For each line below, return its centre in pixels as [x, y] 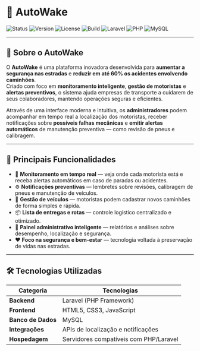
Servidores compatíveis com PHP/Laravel [120, 339]
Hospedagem [29, 339]
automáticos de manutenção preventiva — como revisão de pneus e [90, 129]
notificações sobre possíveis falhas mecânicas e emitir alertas [85, 123]
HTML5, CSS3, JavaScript [99, 310]
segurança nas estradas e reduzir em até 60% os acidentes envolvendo [97, 73]
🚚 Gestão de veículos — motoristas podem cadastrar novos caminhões [102, 199]
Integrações [27, 330]
